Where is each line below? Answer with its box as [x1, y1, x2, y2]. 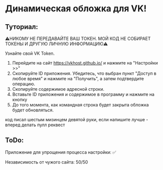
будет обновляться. [12, 107, 54, 113]
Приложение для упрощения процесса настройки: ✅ [5, 149, 116, 155]
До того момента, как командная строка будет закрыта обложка [12, 102, 149, 107]
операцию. [12, 81, 35, 87]
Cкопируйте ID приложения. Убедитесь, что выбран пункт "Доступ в [12, 70, 157, 76]
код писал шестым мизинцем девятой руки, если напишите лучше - [5, 117, 148, 122]
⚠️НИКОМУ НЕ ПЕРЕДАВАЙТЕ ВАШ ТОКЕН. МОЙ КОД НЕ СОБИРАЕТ [5, 35, 151, 41]
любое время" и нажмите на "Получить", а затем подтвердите [12, 76, 144, 81]
